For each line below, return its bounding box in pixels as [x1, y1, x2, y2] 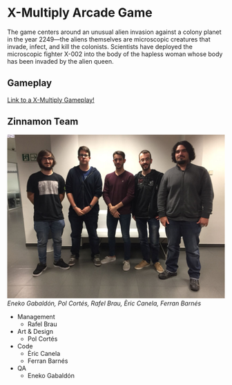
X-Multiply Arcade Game [7, 5, 153, 21]
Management [17, 312, 55, 321]
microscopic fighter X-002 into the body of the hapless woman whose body [7, 50, 223, 58]
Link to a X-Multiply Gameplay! [7, 96, 95, 104]
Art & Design [17, 327, 54, 335]
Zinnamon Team [7, 116, 79, 127]
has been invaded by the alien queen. [7, 57, 114, 65]
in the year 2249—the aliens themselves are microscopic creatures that [7, 35, 211, 43]
